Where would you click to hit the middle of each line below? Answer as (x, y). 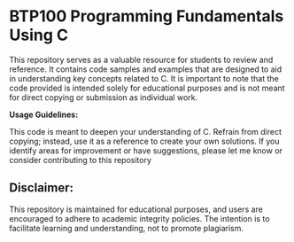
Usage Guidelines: (44, 114)
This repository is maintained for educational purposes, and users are (136, 209)
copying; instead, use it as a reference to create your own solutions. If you (144, 141)
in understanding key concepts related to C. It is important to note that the (144, 78)
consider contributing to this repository (81, 160)
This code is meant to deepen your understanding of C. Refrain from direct (145, 131)
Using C (39, 35)
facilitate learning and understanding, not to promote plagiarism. (127, 228)
